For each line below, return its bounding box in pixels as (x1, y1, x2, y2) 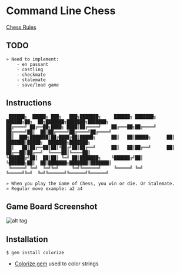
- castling (16, 66, 44, 72)
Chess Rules (6, 24, 36, 31)
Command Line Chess (6, 4, 116, 18)
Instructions (6, 98, 52, 108)
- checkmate (16, 72, 46, 78)
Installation (6, 234, 48, 244)
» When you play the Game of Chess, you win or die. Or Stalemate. (6, 181, 175, 187)
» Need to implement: (6, 56, 59, 62)
